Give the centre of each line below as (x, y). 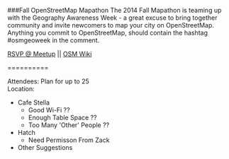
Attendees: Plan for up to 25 (49, 81)
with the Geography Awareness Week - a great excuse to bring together (112, 18)
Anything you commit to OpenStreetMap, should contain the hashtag (107, 33)
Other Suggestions (45, 147)
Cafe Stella (33, 102)
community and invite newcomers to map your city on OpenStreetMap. (111, 25)
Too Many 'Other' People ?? (69, 125)
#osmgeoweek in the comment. (54, 40)
